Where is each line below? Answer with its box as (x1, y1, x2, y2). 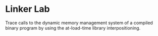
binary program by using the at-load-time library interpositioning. (5, 25, 141, 31)
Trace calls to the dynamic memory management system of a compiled (5, 20, 153, 26)
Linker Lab (5, 3, 50, 15)
